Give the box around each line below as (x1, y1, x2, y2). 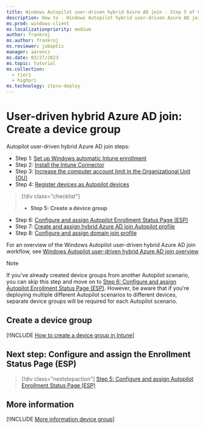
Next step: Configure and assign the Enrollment (6, 349, 191, 360)
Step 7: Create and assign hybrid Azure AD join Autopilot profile (15, 222, 175, 230)
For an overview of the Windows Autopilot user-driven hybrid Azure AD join (6, 241, 196, 248)
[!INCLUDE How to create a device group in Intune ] (6, 332, 135, 339)
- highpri (12, 77, 37, 83)
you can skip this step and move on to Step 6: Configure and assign (6, 278, 177, 285)
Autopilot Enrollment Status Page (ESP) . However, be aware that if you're (6, 284, 190, 292)
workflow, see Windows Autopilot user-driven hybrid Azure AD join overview (6, 248, 199, 255)
